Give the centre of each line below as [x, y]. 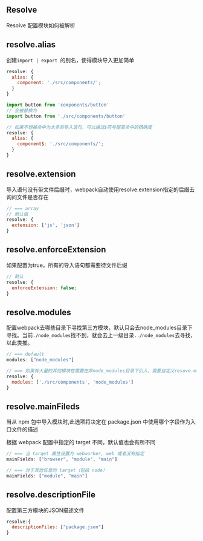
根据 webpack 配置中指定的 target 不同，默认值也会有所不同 [81, 442]
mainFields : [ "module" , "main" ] [47, 476]
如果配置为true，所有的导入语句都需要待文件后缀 [67, 265]
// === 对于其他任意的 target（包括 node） [57, 470]
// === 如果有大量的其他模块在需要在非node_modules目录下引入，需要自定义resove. [100, 371]
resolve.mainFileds [43, 406]
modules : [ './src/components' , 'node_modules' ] [73, 382]
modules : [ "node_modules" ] [40, 360]
